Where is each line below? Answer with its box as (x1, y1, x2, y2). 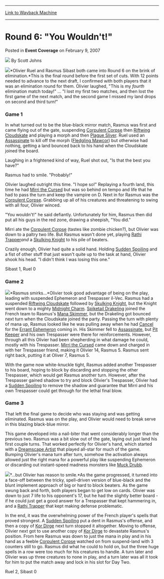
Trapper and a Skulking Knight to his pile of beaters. (5, 237, 109, 243)
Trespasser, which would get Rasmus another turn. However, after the (5, 372, 145, 378)
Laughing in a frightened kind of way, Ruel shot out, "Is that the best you (5, 157, 150, 164)
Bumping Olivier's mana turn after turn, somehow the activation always (5, 451, 148, 457)
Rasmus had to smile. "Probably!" (5, 172, 72, 178)
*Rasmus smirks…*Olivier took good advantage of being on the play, (10, 290, 149, 296)
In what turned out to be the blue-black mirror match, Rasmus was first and (5, 122, 157, 128)
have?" (5, 163, 20, 168)
